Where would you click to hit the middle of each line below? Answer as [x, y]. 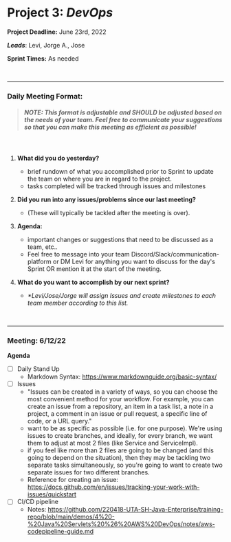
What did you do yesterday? [58, 158]
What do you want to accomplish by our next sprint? [93, 282]
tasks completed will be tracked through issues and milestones [117, 186]
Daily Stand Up [38, 369]
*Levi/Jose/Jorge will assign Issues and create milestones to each [122, 295]
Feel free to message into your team [78, 254]
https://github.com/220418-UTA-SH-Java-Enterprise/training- [135, 510]
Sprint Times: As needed [43, 58]
